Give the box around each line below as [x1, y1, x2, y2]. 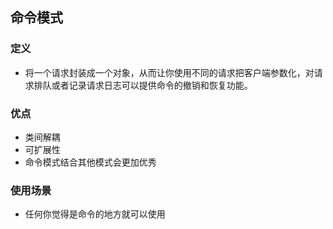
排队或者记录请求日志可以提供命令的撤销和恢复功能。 [33, 79, 253, 91]
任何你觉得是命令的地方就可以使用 [24, 208, 166, 220]
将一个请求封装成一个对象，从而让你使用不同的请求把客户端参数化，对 [24, 66, 315, 78]
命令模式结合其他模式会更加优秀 [24, 156, 157, 168]
